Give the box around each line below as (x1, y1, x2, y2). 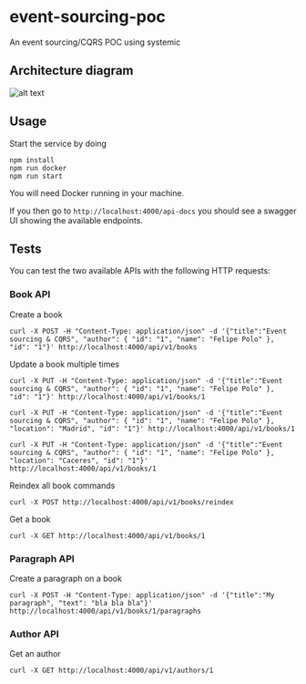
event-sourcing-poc (9, 6, 167, 27)
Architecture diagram (9, 63, 134, 78)
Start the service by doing (9, 138, 107, 149)
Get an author (9, 648, 61, 659)
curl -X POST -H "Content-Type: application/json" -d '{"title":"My (9, 590, 275, 599)
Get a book (9, 513, 51, 524)
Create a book (9, 308, 63, 320)
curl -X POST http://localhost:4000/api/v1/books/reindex (9, 497, 234, 507)
